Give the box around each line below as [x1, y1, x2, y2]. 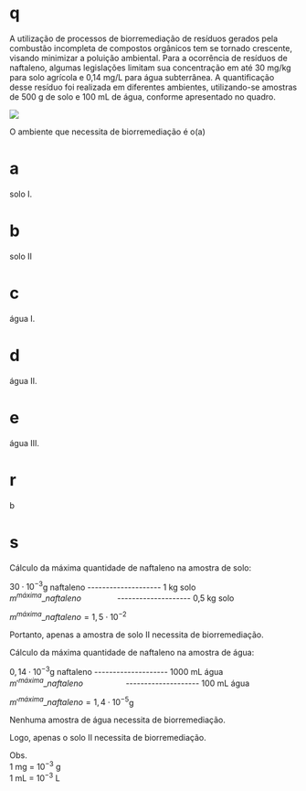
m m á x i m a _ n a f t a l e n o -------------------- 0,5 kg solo [9, 591, 235, 604]
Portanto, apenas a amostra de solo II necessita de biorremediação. [9, 629, 264, 640]
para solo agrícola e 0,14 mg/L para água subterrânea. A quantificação [9, 71, 275, 82]
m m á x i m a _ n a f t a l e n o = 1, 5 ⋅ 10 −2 [9, 610, 127, 623]
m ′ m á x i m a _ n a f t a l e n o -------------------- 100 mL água [9, 676, 250, 689]
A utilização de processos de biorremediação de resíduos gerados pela [9, 33, 279, 44]
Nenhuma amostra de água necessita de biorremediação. [9, 714, 226, 725]
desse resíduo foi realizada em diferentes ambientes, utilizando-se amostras [9, 81, 298, 92]
